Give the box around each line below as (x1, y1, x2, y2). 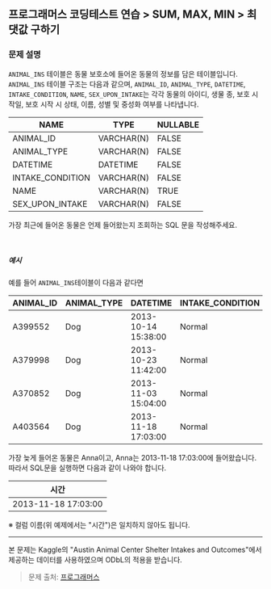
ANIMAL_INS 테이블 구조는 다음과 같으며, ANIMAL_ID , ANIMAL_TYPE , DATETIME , (8, 79, 246, 89)
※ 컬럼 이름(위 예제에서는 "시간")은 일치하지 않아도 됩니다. (8, 520, 191, 529)
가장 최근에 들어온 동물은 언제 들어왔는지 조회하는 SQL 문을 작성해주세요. (8, 220, 238, 229)
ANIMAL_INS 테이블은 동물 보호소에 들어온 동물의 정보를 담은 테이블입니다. (8, 69, 238, 78)
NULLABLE (156, 119, 200, 130)
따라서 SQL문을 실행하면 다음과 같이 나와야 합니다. (8, 463, 167, 473)
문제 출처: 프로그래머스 (27, 572, 100, 582)
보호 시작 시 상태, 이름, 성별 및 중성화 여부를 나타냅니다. (25, 99, 199, 109)
